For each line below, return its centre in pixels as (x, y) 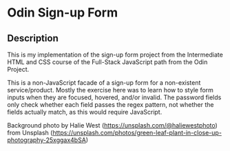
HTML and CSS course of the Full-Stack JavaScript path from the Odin (107, 62)
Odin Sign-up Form (63, 13)
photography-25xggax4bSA (46, 140)
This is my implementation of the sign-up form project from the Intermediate (115, 54)
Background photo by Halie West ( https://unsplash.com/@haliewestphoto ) (113, 125)
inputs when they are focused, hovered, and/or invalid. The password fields (114, 97)
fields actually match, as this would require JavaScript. (85, 112)
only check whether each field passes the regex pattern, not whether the (111, 104)
